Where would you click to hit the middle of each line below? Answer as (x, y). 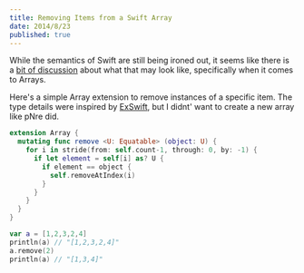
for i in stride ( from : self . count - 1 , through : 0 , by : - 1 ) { (142, 151)
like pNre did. (34, 117)
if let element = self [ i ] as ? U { (99, 159)
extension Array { (44, 133)
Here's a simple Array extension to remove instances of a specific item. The (151, 97)
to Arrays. (28, 80)
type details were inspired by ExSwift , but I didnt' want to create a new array (152, 107)
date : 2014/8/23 (40, 26)
